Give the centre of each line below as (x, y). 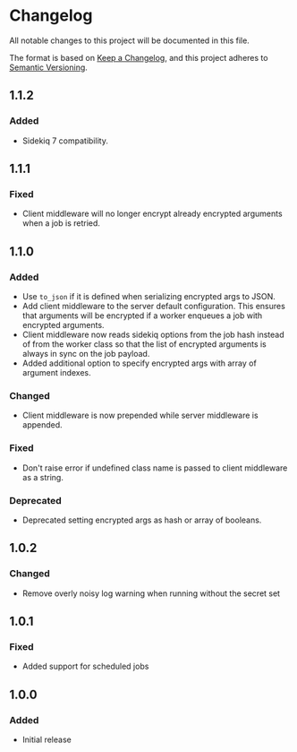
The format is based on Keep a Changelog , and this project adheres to (139, 57)
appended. (42, 425)
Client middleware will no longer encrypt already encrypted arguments (153, 214)
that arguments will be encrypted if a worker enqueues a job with (142, 315)
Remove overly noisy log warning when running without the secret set (151, 593)
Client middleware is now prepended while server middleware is (140, 415)
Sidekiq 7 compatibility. (65, 141)
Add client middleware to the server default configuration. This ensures (154, 306)
